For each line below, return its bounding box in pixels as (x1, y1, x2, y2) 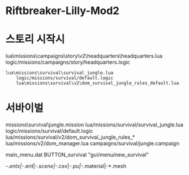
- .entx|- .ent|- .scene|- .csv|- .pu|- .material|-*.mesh (5, 163, 127, 170)
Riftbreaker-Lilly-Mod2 (5, 4, 120, 18)
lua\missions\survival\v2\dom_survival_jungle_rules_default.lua (16, 80, 180, 86)
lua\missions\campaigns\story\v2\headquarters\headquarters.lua (5, 53, 163, 60)
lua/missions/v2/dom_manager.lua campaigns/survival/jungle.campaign (5, 140, 180, 147)
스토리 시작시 (5, 33, 65, 46)
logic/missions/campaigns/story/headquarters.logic (5, 59, 130, 66)
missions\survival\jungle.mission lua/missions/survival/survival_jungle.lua (5, 121, 184, 128)
